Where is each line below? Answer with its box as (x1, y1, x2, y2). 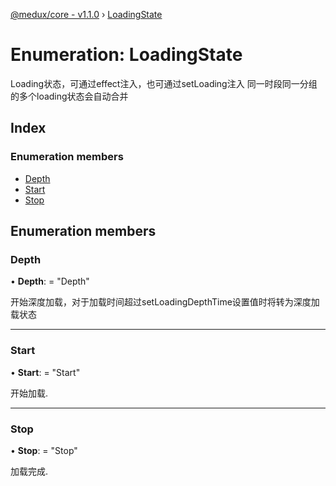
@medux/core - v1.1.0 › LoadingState (10, 9, 163, 20)
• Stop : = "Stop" (10, 444, 78, 456)
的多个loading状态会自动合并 (10, 90, 129, 102)
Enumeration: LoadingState (10, 44, 243, 66)
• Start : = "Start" (10, 366, 81, 378)
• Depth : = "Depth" (10, 275, 90, 288)
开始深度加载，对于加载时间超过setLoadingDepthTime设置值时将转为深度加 (10, 296, 320, 308)
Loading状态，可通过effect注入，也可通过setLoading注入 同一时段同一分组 (10, 77, 318, 89)
